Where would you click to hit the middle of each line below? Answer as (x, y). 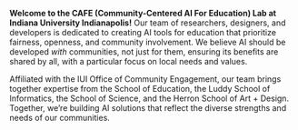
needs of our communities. (60, 118)
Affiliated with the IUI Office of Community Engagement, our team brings (145, 79)
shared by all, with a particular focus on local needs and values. (129, 61)
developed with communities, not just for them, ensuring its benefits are (144, 52)
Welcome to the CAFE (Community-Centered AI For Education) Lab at (143, 13)
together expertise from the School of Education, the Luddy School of (140, 89)
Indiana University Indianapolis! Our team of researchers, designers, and (148, 23)
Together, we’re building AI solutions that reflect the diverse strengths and (148, 108)
